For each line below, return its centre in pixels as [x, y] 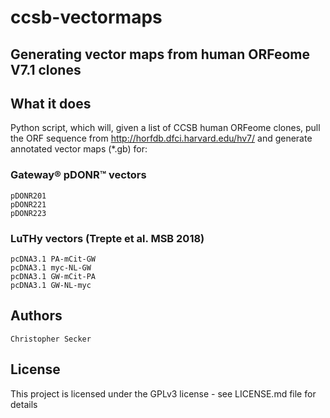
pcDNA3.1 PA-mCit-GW [53, 259]
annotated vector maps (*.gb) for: [79, 149]
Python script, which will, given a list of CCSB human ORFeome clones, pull [165, 128]
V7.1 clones [46, 69]
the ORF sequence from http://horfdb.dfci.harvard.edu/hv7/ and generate [161, 138]
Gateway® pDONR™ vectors [78, 175]
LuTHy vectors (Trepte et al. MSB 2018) [107, 238]
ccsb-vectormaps [86, 17]
